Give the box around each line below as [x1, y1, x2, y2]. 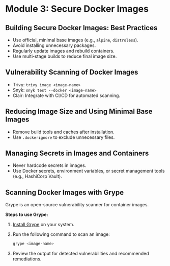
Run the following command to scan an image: [12, 231, 110, 237]
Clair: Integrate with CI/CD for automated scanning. [12, 92, 121, 99]
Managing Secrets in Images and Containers [5, 149, 149, 158]
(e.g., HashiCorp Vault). [12, 173, 62, 179]
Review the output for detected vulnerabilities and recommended [12, 251, 149, 257]
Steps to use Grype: [5, 211, 48, 217]
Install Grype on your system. [12, 222, 75, 228]
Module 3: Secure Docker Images [5, 3, 149, 15]
